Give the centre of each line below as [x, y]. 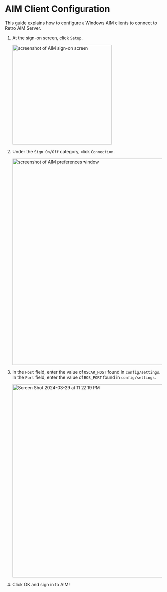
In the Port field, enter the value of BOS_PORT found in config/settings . [84, 377]
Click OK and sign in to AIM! [41, 584]
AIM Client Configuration [58, 9]
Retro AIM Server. [23, 28]
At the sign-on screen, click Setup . [47, 38]
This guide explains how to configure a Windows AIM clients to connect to [81, 23]
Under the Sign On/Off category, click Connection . [64, 151]
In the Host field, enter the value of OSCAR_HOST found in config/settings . [86, 372]
